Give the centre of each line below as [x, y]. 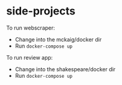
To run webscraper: [31, 28]
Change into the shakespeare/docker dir [65, 69]
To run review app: [30, 57]
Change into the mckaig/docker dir [58, 39]
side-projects [41, 11]
